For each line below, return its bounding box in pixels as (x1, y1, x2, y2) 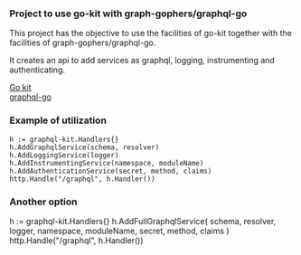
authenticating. (9, 64, 66, 75)
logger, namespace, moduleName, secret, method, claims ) (9, 225, 230, 236)
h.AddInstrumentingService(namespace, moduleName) (9, 158, 204, 167)
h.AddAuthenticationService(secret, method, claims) (9, 166, 212, 175)
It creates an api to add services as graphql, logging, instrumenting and (9, 55, 276, 66)
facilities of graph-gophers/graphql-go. (9, 37, 156, 48)
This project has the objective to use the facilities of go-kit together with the (9, 28, 292, 39)
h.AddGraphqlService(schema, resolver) (9, 143, 160, 152)
